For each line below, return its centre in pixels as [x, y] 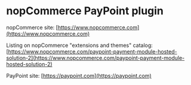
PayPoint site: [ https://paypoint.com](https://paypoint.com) [79, 75]
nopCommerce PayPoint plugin [85, 11]
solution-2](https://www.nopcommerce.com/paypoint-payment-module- [95, 58]
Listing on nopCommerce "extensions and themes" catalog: [80, 45]
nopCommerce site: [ [32, 27]
